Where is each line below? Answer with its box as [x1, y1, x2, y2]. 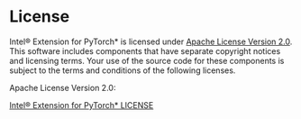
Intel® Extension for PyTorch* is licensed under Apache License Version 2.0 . [9, 36, 293, 47]
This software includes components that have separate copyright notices [9, 45, 281, 56]
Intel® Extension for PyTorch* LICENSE [9, 99, 154, 110]
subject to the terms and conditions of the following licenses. [9, 65, 236, 76]
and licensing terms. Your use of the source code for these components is [9, 55, 285, 66]
